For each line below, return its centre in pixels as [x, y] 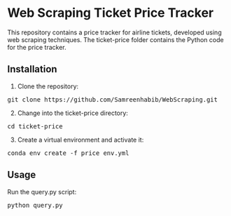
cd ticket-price [35, 126]
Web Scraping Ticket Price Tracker [111, 13]
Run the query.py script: [42, 191]
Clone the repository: [48, 86]
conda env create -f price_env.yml [68, 153]
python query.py [35, 205]
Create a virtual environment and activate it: [80, 140]
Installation [32, 69]
